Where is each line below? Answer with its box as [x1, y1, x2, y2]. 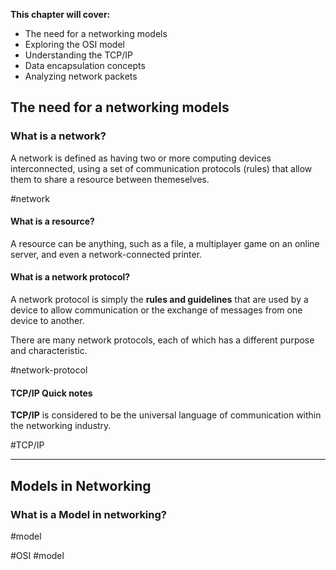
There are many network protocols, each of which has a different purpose [10, 334, 315, 346]
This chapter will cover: [10, 9, 111, 20]
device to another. [10, 315, 85, 327]
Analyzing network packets [24, 70, 138, 82]
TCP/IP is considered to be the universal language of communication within [10, 409, 322, 421]
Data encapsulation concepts [24, 60, 146, 71]
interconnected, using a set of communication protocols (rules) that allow [10, 162, 313, 174]
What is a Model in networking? [10, 507, 167, 521]
